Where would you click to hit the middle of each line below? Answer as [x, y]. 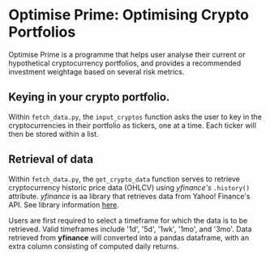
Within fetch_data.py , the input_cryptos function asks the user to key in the [135, 117]
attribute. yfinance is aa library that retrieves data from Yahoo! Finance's [129, 196]
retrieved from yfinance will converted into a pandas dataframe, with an [129, 237]
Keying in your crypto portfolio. [89, 98]
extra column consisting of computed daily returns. [94, 246]
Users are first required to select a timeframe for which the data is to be [128, 220]
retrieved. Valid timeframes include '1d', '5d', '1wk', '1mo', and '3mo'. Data [130, 229]
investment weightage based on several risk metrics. [96, 71]
